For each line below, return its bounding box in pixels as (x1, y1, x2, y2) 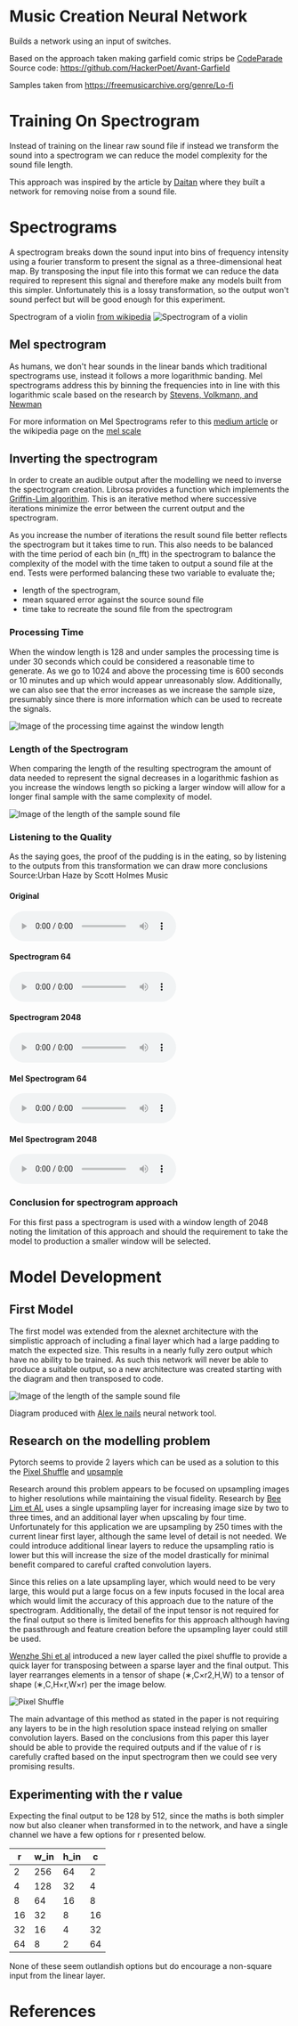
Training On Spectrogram (9, 111, 200, 131)
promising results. (9, 1761, 76, 1772)
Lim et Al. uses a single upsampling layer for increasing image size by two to (9, 1503, 289, 1514)
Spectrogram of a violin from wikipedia (9, 311, 151, 322)
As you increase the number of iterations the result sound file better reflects (9, 530, 287, 541)
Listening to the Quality (9, 830, 113, 843)
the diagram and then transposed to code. (9, 1373, 164, 1384)
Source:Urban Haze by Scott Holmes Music (9, 870, 169, 881)
